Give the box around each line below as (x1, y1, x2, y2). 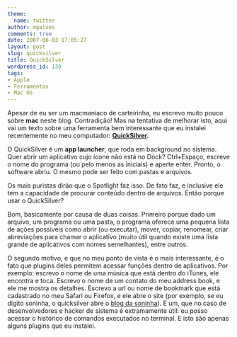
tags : (7, 69, 23, 76)
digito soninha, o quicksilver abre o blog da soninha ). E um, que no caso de (7, 299, 226, 308)
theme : (7, 10, 27, 18)
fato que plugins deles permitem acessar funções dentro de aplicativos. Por (7, 261, 229, 270)
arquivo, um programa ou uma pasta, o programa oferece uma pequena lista (7, 217, 230, 227)
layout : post (7, 43, 46, 50)
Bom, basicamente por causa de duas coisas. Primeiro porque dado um (7, 210, 216, 219)
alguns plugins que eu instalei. (7, 321, 96, 330)
